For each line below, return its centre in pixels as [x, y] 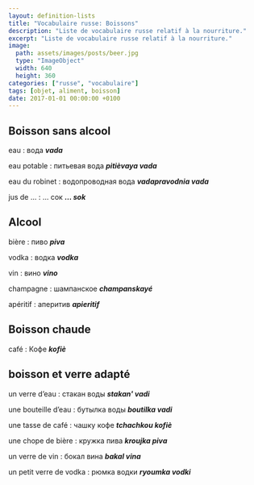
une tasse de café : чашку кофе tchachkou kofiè [90, 425]
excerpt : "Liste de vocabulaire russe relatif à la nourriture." [120, 38]
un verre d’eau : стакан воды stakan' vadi [79, 394]
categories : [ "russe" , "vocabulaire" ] [73, 83]
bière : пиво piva [37, 242]
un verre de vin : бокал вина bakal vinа [75, 456]
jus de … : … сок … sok [47, 197]
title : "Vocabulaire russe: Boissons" [73, 23]
